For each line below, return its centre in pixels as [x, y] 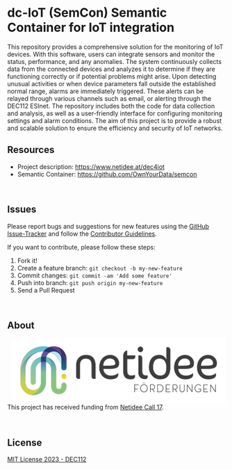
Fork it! [27, 260]
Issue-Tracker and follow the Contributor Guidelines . [82, 234]
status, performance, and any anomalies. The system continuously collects [115, 61]
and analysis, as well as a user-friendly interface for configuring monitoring [115, 113]
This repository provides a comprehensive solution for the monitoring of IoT [115, 47]
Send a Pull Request [46, 290]
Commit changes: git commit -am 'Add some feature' [94, 275]
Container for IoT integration [91, 27]
